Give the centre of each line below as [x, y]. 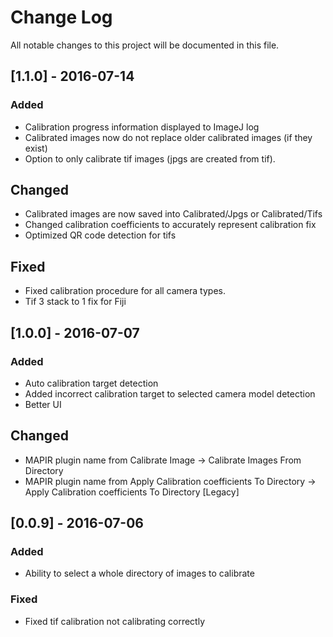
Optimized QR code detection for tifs [100, 235]
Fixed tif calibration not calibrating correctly [115, 621]
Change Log [61, 17]
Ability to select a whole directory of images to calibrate [139, 573]
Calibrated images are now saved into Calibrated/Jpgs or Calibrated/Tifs [173, 214]
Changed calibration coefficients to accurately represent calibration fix [170, 225]
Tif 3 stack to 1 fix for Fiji [75, 302]
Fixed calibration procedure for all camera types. [125, 291]
